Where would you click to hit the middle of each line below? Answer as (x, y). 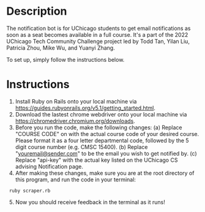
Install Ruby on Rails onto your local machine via (76, 101)
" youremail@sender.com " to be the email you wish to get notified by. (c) (106, 153)
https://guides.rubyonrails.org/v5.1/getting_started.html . (85, 108)
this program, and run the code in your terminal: (76, 180)
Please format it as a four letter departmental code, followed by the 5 (102, 140)
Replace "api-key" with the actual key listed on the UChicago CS (96, 160)
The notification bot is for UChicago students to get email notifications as (99, 28)
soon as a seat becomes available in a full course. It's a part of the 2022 (97, 34)
